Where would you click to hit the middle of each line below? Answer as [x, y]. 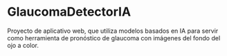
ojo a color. [23, 45]
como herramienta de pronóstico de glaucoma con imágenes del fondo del [114, 38]
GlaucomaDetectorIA [69, 12]
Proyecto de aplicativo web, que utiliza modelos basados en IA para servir [113, 31]
